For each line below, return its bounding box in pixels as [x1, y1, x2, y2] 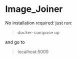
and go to [5, 39, 25, 45]
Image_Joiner [5, 3, 63, 15]
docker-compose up [17, 29, 60, 35]
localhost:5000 [17, 49, 49, 55]
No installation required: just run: [5, 20, 72, 26]
